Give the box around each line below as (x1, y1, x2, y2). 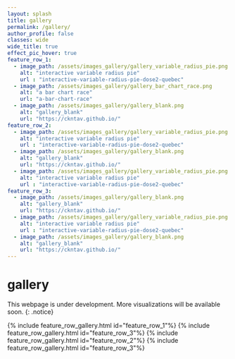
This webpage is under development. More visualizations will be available (7, 300, 220, 309)
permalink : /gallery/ (7, 23, 71, 30)
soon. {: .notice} (7, 308, 54, 316)
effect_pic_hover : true (7, 50, 77, 57)
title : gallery (7, 17, 52, 24)
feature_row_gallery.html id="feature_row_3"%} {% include (7, 329, 179, 337)
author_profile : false (7, 30, 74, 37)
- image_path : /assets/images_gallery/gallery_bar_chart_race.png (13, 83, 212, 90)
